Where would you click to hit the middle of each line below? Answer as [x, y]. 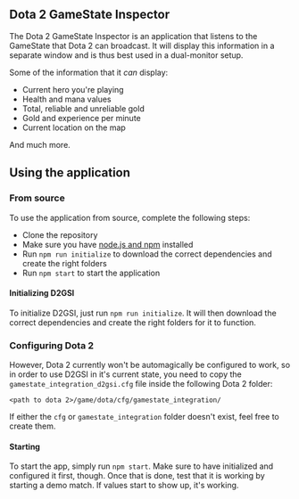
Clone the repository [60, 234]
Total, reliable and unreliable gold [83, 108]
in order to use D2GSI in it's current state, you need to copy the [126, 374]
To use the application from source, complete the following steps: [130, 217]
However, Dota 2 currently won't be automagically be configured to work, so [150, 365]
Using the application [70, 173]
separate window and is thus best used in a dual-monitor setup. [126, 55]
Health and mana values [66, 99]
